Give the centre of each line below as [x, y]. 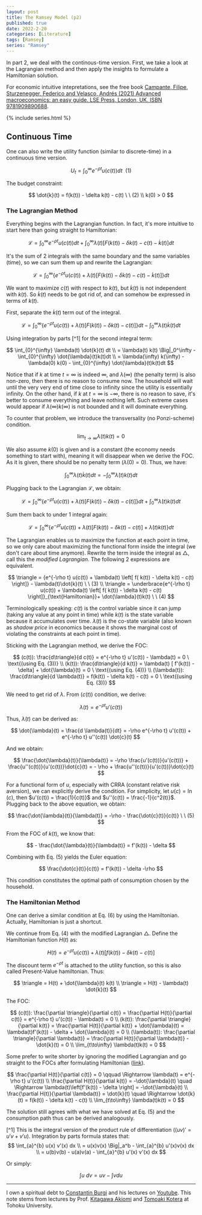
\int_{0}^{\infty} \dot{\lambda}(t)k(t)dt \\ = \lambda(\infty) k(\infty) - [101, 356]
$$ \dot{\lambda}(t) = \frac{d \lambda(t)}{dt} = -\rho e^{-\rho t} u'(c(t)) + [101, 730]
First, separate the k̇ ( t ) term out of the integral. [64, 312]
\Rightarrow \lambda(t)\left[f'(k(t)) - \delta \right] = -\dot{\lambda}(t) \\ [101, 1087]
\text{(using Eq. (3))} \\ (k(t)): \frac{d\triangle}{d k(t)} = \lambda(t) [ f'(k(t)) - [101, 663]
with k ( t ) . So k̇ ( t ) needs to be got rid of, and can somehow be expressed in [98, 294]
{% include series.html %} [38, 117]
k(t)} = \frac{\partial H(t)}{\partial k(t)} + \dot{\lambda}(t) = [112, 1026]
